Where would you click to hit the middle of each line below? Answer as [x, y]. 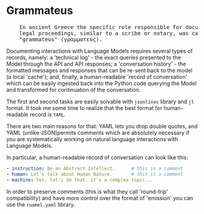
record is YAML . [48, 114]
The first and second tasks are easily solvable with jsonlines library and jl [100, 102]
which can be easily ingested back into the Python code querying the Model [102, 83]
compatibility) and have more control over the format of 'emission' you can [100, 198]
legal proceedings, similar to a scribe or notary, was [104, 33]
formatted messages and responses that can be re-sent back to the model [99, 70]
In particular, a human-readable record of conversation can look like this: [97, 157]
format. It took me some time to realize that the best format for [84, 108]
